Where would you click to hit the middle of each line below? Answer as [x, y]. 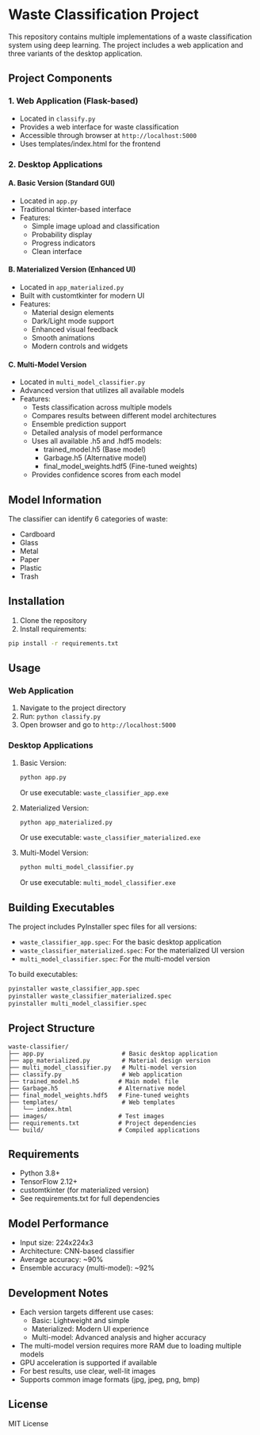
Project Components [60, 78]
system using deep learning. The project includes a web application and [126, 44]
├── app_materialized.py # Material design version [110, 1060]
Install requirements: [53, 629]
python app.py [43, 777]
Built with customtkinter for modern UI [82, 295]
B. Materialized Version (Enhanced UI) [72, 269]
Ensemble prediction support [79, 424]
